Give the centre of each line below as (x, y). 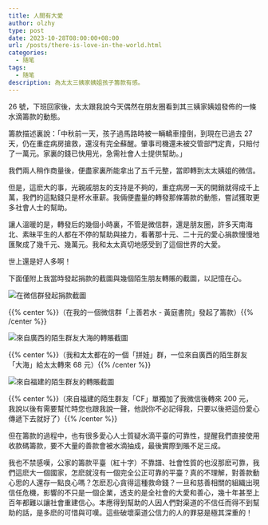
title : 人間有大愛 (36, 16)
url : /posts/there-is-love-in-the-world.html (85, 46)
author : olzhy (32, 23)
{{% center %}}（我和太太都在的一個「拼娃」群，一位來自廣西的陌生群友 (128, 354)
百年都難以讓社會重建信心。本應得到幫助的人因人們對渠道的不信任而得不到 (130, 502)
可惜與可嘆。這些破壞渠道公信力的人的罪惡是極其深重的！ (158, 512)
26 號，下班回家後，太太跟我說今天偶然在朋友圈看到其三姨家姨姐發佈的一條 (132, 106)
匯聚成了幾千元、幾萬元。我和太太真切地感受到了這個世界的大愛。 (116, 244)
